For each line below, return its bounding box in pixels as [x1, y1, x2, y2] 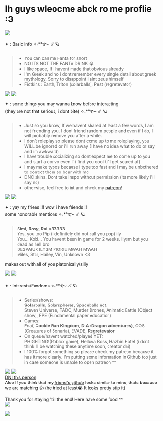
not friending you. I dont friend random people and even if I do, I [24, 128, 153, 134]
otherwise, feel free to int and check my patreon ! [24, 184, 123, 191]
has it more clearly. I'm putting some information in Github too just [24, 354, 157, 360]
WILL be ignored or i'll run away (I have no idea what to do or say [24, 143, 155, 149]
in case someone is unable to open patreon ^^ [24, 359, 117, 365]
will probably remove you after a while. [24, 133, 102, 138]
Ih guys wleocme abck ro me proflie [5, 3, 152, 15]
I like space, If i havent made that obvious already [24, 66, 124, 72]
